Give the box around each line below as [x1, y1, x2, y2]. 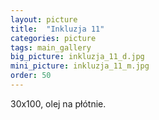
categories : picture [10, 33, 97, 43]
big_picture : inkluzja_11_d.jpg [10, 52, 145, 62]
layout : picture [10, 14, 78, 25]
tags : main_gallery [10, 42, 92, 53]
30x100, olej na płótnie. [10, 97, 107, 110]
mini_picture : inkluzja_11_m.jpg [10, 61, 150, 71]
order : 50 [10, 71, 52, 81]
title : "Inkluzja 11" [10, 24, 105, 34]
